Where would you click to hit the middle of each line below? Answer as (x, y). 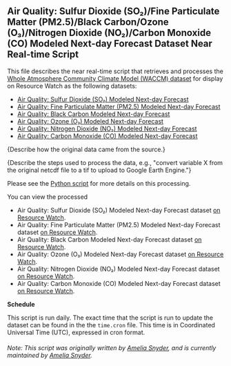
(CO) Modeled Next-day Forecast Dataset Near (110, 44)
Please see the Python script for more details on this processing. (99, 183)
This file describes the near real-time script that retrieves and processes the (115, 71)
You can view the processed (48, 197)
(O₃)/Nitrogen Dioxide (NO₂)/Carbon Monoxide (109, 33)
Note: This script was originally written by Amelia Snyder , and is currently (112, 348)
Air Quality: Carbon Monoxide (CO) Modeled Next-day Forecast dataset (119, 283)
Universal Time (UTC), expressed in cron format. (76, 332)
